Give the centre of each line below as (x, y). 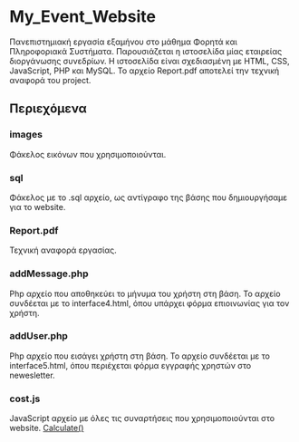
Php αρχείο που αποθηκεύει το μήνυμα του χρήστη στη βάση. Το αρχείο (145, 293)
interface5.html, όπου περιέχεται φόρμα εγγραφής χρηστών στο (130, 365)
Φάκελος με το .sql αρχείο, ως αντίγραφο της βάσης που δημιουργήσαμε (149, 197)
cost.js (25, 399)
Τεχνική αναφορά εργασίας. (63, 250)
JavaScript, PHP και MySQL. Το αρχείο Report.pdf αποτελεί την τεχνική (145, 71)
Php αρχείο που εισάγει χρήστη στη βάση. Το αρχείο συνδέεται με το (140, 356)
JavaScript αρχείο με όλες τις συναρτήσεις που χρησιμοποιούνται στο (142, 418)
